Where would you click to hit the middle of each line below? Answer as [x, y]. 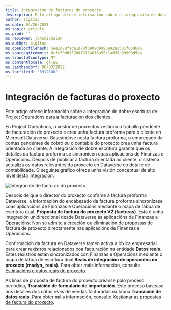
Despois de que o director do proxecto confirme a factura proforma [76, 195]
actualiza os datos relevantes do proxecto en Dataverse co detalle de [78, 165]
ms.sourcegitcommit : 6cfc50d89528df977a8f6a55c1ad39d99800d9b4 [74, 53]
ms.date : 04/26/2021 [27, 24]
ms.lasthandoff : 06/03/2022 [35, 67]
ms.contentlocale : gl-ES [32, 62]
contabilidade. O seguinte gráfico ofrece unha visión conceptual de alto [80, 170]
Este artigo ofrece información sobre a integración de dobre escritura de [81, 111]
